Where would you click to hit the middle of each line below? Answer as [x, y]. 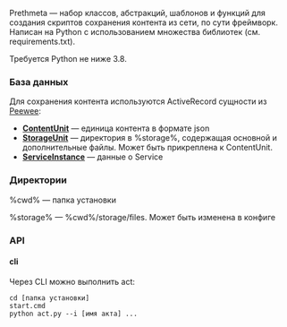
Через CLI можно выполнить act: [72, 281]
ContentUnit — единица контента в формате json [116, 128]
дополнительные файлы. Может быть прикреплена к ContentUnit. [147, 148]
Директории [38, 180]
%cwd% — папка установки [63, 200]
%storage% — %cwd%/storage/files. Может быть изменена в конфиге [142, 217]
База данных [39, 82]
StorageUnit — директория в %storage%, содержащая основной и [149, 138]
